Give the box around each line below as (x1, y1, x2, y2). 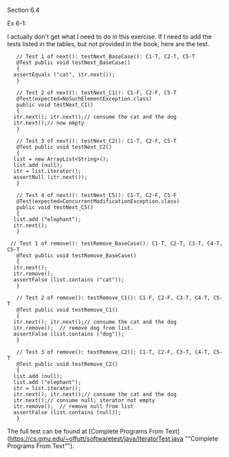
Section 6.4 (7, 6, 40, 14)
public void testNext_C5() (16, 204, 94, 211)
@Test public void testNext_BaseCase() (16, 59, 131, 66)
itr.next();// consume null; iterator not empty (13, 397, 155, 404)
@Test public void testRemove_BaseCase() (16, 252, 137, 259)
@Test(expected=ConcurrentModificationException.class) (16, 198, 180, 205)
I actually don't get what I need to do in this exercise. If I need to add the (7, 32, 212, 41)
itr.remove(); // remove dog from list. (13, 325, 134, 332)
